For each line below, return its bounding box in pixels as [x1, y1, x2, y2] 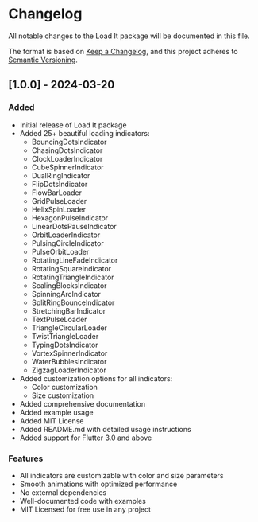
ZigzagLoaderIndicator [31, 365, 107, 375]
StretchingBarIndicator [31, 306, 106, 315]
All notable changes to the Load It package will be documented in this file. [8, 31, 250, 41]
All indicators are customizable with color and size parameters [19, 470, 224, 480]
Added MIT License [19, 415, 84, 426]
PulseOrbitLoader [31, 247, 90, 256]
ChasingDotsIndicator [31, 145, 103, 155]
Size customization [31, 391, 94, 400]
